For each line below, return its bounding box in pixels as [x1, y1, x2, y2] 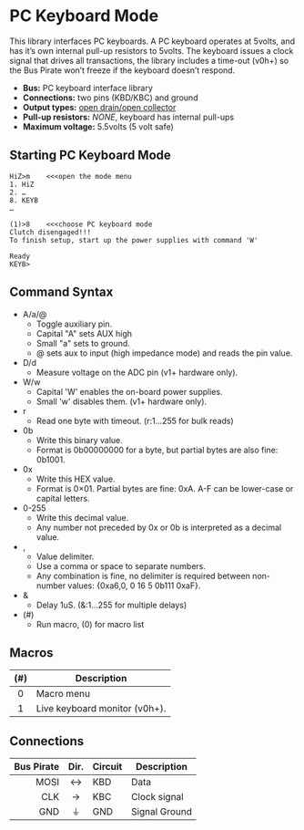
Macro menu [35, 688, 91, 700]
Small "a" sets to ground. [35, 337, 130, 348]
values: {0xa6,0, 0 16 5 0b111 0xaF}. [67, 580, 201, 591]
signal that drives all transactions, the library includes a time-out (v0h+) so [9, 55, 289, 66]
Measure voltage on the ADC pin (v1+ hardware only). [35, 367, 238, 378]
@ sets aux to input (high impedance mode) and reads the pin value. [35, 348, 293, 358]
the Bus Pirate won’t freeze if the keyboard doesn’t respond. [9, 65, 236, 76]
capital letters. [35, 493, 90, 503]
